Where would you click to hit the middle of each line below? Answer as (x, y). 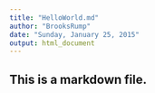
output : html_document (52, 43)
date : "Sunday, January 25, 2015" (75, 34)
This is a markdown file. (78, 79)
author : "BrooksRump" (50, 26)
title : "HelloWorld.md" (54, 18)
